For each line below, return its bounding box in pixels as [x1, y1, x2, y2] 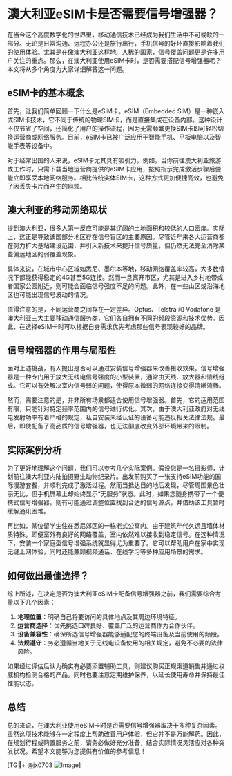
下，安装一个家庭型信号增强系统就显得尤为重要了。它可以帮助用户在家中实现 [7, 539, 225, 547]
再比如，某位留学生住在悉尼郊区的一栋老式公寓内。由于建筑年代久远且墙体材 [7, 522, 225, 530]
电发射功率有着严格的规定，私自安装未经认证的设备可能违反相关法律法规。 [7, 413, 219, 422]
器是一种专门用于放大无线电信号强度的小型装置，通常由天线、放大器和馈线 [7, 372, 219, 381]
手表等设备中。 [12, 141, 56, 149]
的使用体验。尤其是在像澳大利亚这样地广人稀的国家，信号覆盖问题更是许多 [7, 48, 219, 56]
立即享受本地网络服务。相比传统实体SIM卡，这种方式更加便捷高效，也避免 [12, 173, 224, 182]
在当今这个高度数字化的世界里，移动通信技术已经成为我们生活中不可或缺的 [7, 30, 219, 39]
